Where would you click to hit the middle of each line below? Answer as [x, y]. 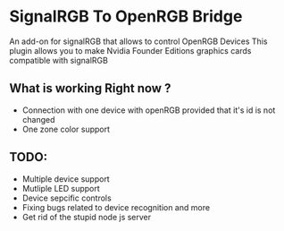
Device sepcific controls [67, 198]
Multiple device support [66, 179]
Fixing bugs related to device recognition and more [116, 207]
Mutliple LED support [61, 188]
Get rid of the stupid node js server [87, 217]
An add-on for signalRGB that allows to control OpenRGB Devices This [138, 41]
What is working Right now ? [90, 88]
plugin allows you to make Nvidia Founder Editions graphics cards [130, 50]
